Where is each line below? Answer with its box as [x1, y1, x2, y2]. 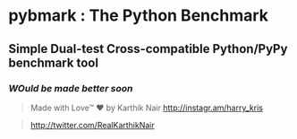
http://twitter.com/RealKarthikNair [30, 119, 155, 130]
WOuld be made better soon [8, 82, 133, 94]
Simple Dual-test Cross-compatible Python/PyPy [8, 41, 288, 56]
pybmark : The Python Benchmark [8, 5, 269, 26]
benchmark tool [8, 55, 99, 70]
